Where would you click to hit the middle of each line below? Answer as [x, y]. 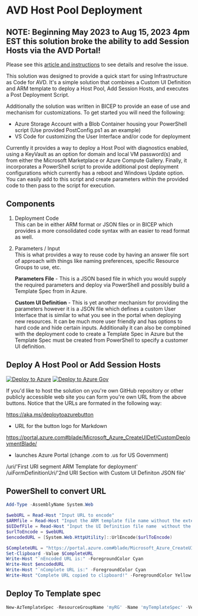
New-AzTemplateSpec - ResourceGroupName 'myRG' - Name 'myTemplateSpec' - [97, 607]
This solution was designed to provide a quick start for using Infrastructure [97, 76]
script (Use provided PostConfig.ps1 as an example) [78, 130]
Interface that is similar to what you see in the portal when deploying [98, 315]
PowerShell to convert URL [56, 491]
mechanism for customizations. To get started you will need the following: [96, 112]
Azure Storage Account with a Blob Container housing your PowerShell [101, 124]
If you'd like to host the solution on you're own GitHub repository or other [95, 390]
